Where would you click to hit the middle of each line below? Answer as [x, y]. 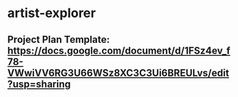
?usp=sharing [39, 84]
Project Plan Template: [59, 40]
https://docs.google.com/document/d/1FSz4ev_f [119, 50]
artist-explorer [52, 13]
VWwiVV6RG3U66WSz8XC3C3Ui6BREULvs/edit [118, 73]
